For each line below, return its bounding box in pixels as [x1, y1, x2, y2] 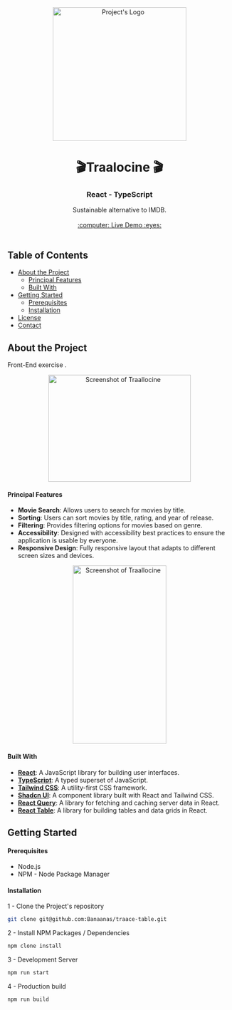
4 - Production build [7, 981, 66, 990]
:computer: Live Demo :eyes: [77, 221, 162, 230]
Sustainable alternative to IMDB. [72, 206, 167, 215]
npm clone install [7, 942, 62, 950]
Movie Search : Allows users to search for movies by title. [17, 506, 186, 515]
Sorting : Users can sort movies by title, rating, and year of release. [17, 513, 214, 522]
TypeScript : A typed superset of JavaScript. [17, 775, 148, 784]
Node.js [17, 862, 41, 871]
